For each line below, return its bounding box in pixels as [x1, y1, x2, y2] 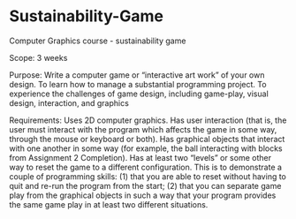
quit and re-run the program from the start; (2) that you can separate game [9, 180, 282, 191]
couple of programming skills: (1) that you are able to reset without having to [9, 170, 287, 182]
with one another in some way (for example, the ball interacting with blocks [9, 143, 283, 154]
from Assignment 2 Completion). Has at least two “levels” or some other [9, 152, 272, 162]
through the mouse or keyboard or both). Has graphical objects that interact [9, 133, 285, 144]
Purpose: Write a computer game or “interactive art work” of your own [9, 69, 265, 80]
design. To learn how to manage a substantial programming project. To [9, 79, 267, 89]
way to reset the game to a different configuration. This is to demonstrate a [9, 162, 283, 172]
